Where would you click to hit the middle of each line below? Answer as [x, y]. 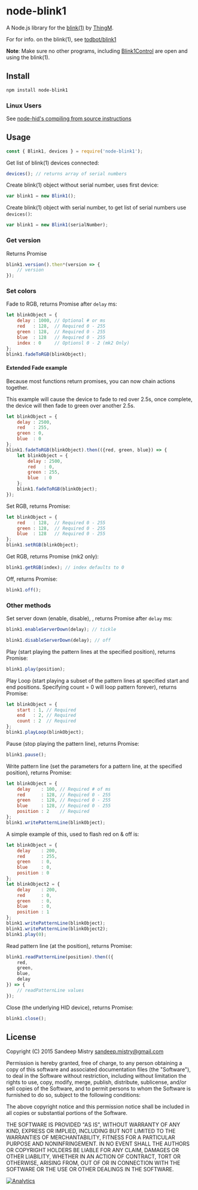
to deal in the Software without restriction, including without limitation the [96, 1076]
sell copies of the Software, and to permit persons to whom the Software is [99, 1089]
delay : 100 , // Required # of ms [64, 789]
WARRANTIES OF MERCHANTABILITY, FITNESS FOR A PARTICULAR [91, 1137]
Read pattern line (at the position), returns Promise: [69, 946]
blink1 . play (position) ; [36, 669]
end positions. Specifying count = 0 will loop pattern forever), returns [92, 687]
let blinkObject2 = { [33, 884]
